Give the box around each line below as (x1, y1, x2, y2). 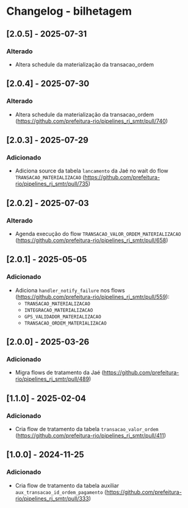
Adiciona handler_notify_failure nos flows (15, 286, 125, 294)
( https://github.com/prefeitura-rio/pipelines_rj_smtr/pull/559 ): (15, 293, 170, 300)
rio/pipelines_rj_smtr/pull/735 (15, 180, 89, 188)
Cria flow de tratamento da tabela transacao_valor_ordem (15, 425, 159, 432)
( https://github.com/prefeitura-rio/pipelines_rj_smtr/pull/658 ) (15, 237, 168, 244)
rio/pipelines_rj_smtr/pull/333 (15, 495, 90, 502)
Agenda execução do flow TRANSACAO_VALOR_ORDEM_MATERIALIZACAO (15, 230, 181, 237)
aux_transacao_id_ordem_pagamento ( (15, 488, 107, 496)
